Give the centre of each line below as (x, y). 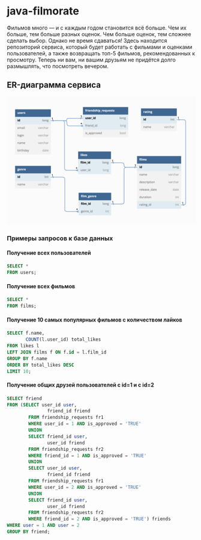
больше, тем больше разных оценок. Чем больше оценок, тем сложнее (99, 34)
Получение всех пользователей (49, 253)
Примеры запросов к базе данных (60, 238)
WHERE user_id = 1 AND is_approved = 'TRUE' (85, 424)
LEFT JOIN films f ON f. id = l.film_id (57, 352)
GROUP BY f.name (27, 358)
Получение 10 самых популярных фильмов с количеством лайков (94, 320)
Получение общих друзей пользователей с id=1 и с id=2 (81, 385)
